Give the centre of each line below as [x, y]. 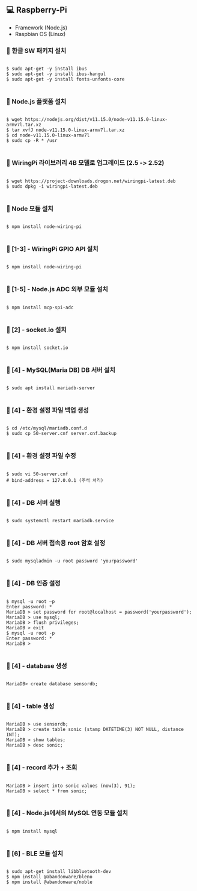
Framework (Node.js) [41, 27]
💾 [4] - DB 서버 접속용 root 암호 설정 [56, 543]
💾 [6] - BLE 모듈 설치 [35, 853]
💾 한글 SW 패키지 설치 [36, 51]
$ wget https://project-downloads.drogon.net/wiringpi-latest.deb [91, 181]
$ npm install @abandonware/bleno [50, 877]
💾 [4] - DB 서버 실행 [34, 502]
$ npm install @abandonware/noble [50, 882]
